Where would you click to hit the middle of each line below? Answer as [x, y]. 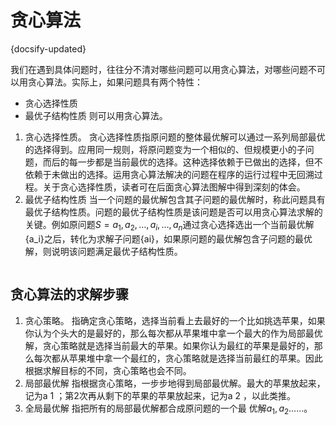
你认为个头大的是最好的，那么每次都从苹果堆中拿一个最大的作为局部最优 [173, 333]
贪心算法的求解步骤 [69, 294]
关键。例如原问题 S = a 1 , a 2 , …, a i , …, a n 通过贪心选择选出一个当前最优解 [169, 225]
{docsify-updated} [48, 48]
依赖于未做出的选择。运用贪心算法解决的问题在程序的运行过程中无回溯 [169, 174]
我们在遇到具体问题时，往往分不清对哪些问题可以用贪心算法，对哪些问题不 [163, 69]
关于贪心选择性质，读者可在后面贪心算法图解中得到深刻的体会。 [174, 187]
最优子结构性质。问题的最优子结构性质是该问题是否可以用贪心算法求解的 [173, 212]
